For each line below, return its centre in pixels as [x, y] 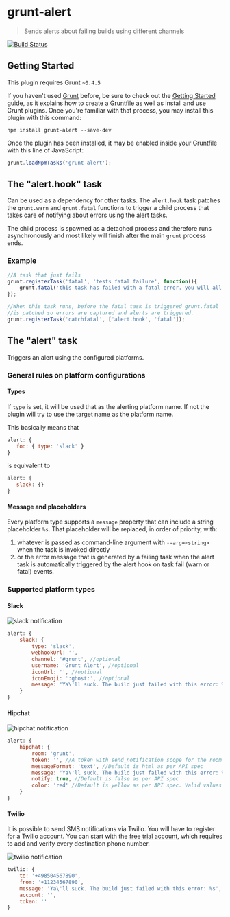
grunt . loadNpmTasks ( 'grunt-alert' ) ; [59, 163]
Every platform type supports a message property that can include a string [110, 522]
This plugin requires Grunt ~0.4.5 [54, 82]
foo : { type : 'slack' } [50, 446]
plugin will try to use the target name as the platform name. [90, 414]
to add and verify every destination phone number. [79, 844]
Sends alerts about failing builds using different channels [104, 31]
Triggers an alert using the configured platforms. [76, 357]
